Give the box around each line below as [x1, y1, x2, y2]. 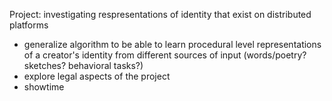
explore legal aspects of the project [23, 70, 171, 82]
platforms [9, 19, 49, 31]
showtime [23, 81, 65, 93]
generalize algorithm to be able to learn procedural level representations [23, 39, 322, 50]
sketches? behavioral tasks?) [23, 60, 144, 71]
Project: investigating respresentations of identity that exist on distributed [9, 9, 312, 20]
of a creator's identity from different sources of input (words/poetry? [23, 49, 307, 61]
